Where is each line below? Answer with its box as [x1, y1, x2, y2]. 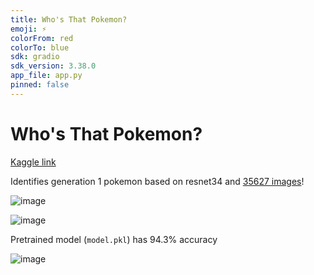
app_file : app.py [10, 71, 83, 81]
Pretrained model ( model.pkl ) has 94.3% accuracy [10, 233, 218, 245]
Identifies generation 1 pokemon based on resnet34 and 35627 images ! [10, 175, 305, 187]
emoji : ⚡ [10, 24, 47, 34]
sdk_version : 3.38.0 [10, 61, 97, 71]
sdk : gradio [10, 52, 60, 62]
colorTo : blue [10, 42, 70, 53]
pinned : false [10, 80, 70, 90]
